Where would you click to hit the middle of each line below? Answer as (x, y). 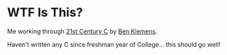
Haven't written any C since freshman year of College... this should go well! (114, 44)
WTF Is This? (45, 13)
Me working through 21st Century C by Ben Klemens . (82, 31)
